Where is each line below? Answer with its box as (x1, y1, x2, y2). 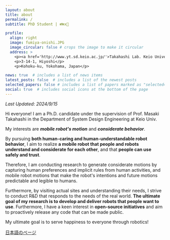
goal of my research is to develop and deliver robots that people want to (5, 198, 159, 204)
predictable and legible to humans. (5, 178, 77, 184)
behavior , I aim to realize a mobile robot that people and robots (5, 141, 139, 147)
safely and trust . (5, 151, 40, 157)
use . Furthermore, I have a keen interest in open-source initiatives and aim (5, 204, 163, 210)
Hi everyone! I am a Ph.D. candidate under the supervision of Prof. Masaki (5, 110, 159, 116)
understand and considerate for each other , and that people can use (5, 146, 152, 152)
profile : (5, 31, 24, 36)
